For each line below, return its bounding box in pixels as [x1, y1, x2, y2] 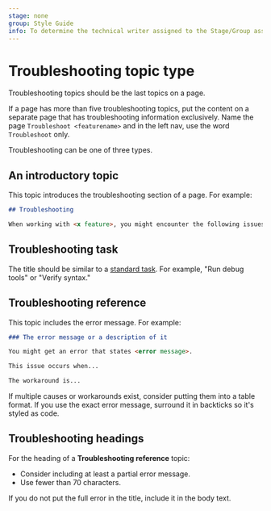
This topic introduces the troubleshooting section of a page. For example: [8, 191, 252, 200]
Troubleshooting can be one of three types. [8, 145, 153, 155]
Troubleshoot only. [8, 130, 70, 140]
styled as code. [8, 408, 60, 418]
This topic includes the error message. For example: [8, 317, 181, 327]
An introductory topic [8, 169, 119, 182]
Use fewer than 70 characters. [19, 477, 121, 487]
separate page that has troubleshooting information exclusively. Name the [8, 112, 254, 122]
